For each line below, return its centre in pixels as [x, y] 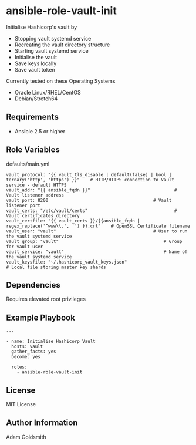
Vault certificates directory [43, 215]
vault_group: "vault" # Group [94, 241]
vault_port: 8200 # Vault [89, 200]
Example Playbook [40, 317]
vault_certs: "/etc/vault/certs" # [92, 210]
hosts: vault [27, 347]
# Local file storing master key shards [56, 267]
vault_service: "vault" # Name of [97, 252]
